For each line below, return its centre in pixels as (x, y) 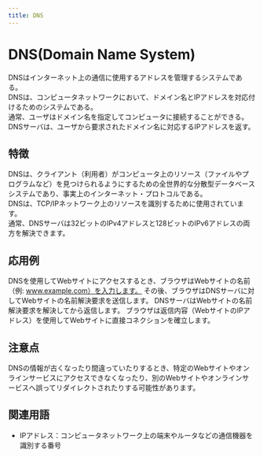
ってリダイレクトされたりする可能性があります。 (121, 388)
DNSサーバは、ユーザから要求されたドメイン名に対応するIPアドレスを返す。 (131, 126)
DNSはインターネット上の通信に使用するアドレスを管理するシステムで (122, 77)
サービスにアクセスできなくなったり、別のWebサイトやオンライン (135, 378)
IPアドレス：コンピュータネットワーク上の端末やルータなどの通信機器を (136, 435)
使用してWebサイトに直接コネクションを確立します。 (128, 321)
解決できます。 (46, 233)
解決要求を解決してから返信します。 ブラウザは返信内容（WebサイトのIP (126, 310)
